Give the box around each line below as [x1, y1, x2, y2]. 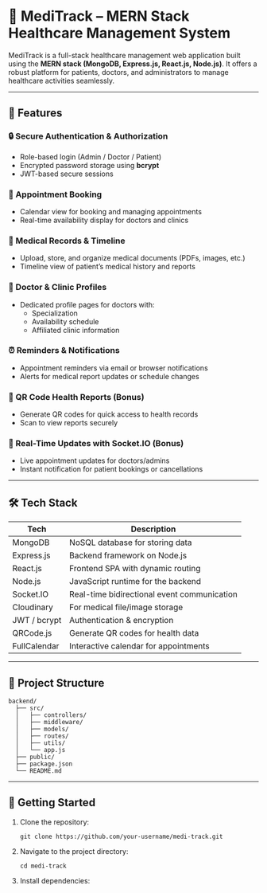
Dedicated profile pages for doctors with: [19, 300, 155, 309]
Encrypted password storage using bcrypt [19, 160, 160, 170]
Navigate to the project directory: [19, 846, 129, 856]
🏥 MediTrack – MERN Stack [8, 7, 190, 25]
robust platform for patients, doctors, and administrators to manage [8, 67, 229, 76]
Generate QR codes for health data [68, 628, 199, 639]
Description [130, 523, 176, 535]
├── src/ [15, 704, 44, 712]
